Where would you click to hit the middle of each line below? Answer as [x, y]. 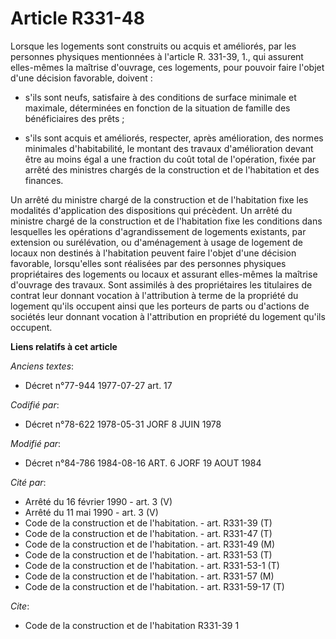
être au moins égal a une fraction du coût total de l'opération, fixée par [170, 159]
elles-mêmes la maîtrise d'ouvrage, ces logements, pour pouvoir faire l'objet [167, 67]
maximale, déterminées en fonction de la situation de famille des [157, 108]
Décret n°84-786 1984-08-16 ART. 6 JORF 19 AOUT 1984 [143, 463]
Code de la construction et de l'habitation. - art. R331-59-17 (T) [154, 586]
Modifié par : [36, 443]
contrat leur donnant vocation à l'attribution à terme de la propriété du [154, 295]
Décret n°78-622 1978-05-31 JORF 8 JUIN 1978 [123, 424]
